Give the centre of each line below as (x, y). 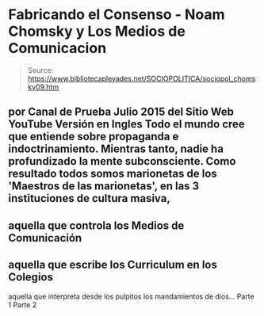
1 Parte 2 (23, 305)
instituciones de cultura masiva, (89, 198)
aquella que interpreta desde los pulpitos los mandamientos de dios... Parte (132, 296)
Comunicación (45, 238)
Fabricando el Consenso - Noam (117, 15)
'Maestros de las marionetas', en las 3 (104, 187)
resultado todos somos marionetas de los (113, 174)
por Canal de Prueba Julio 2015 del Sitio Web (121, 112)
